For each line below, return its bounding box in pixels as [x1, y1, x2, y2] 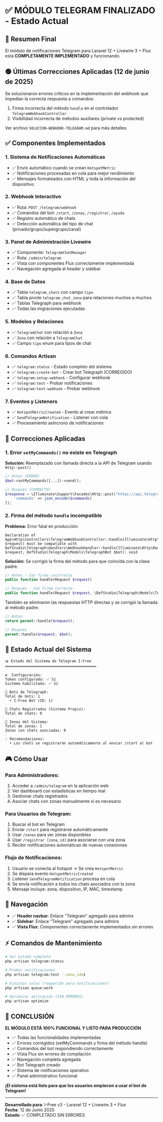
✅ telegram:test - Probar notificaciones [12, 380, 93, 386]
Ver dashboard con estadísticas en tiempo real [12, 788, 106, 794]
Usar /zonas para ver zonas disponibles [12, 832, 91, 838]
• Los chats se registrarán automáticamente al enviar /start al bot [9, 741, 153, 746]
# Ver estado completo [5, 954, 51, 959]
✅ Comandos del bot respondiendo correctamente [12, 1046, 114, 1051]
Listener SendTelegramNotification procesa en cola [12, 876, 115, 882]
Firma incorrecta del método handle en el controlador [12, 105, 119, 111]
